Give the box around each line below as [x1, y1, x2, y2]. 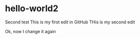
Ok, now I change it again [5, 28, 56, 34]
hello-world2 [5, 3, 58, 14]
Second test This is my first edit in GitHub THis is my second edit [5, 19, 135, 25]
